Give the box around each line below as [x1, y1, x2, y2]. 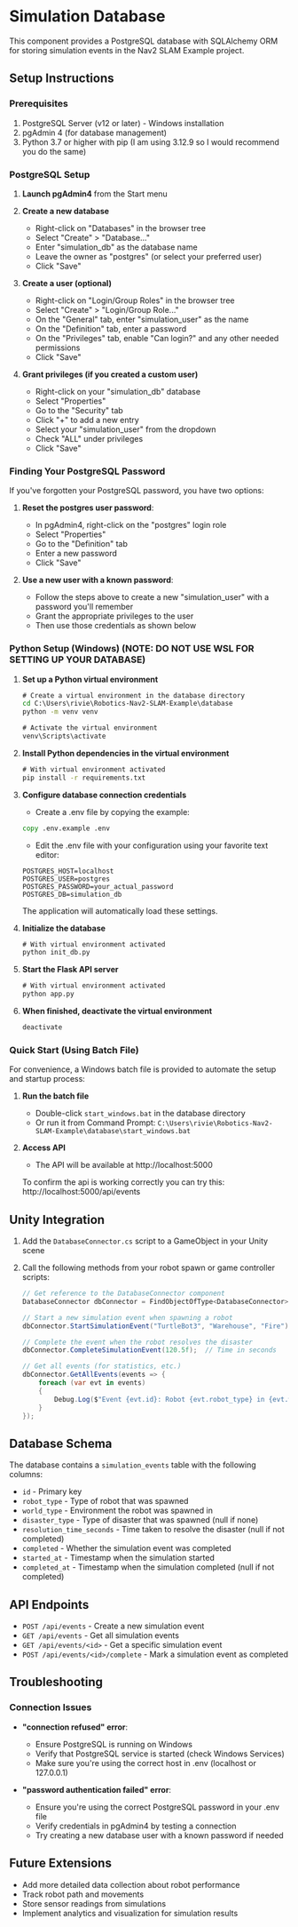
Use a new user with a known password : [21, 575, 174, 586]
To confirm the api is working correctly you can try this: [21, 1177, 225, 1187]
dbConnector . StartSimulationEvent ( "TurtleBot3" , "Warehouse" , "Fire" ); [21, 1322, 293, 1331]
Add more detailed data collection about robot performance [21, 1879, 240, 1890]
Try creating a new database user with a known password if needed [35, 1829, 284, 1841]
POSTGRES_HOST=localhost [21, 867, 114, 876]
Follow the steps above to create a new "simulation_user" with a [35, 592, 270, 603]
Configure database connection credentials [21, 789, 187, 800]
